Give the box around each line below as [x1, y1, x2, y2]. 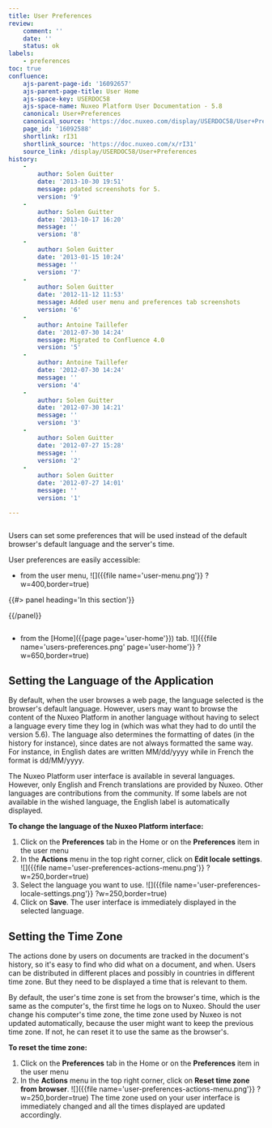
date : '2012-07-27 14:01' [37, 479, 125, 487]
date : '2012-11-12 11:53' [37, 291, 125, 299]
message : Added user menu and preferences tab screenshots [37, 298, 241, 306]
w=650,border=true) [19, 650, 89, 660]
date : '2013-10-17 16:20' [37, 216, 125, 224]
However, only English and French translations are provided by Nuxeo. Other [8, 780, 264, 790]
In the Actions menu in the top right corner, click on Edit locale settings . [19, 854, 263, 864]
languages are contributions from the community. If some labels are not [8, 788, 247, 798]
